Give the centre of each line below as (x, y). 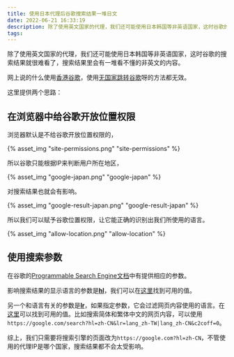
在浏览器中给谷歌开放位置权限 (71, 116)
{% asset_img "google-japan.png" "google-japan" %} (84, 177)
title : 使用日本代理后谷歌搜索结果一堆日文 (62, 14)
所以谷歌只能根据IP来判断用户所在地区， (65, 163)
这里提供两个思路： (35, 92)
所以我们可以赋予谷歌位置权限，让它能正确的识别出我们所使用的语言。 (108, 220)
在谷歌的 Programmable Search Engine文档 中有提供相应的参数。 (99, 275)
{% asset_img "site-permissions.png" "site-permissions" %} (94, 149)
